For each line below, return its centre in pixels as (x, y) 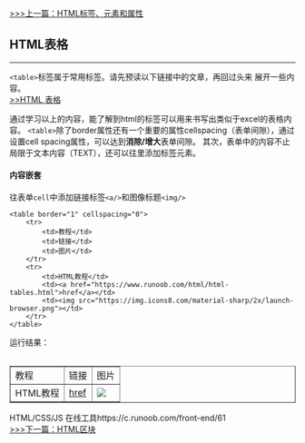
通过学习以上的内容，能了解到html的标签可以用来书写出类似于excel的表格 (147, 118)
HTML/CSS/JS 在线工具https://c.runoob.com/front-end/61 (118, 418)
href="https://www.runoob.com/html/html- (150, 285)
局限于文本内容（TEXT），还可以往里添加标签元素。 (105, 153)
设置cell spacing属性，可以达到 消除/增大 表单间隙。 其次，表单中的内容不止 (150, 141)
